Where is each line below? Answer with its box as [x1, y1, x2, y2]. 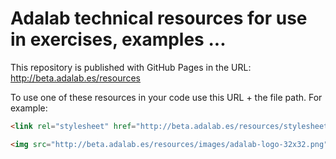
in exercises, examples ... [10, 28, 227, 51]
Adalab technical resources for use [10, 7, 308, 30]
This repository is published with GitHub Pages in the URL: [10, 61, 252, 73]
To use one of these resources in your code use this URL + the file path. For [10, 91, 323, 103]
